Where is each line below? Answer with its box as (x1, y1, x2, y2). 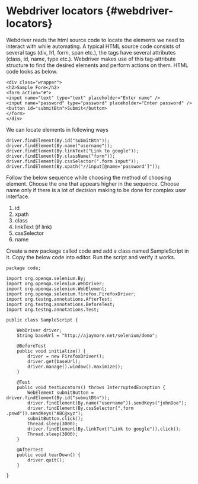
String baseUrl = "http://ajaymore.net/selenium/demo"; (17, 332, 158, 339)
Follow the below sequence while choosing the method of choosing (6, 174, 171, 181)
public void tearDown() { (17, 452, 81, 458)
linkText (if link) (14, 223, 52, 230)
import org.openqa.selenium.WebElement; (6, 286, 108, 292)
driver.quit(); (27, 457, 65, 463)
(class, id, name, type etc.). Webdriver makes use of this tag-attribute (6, 55, 176, 62)
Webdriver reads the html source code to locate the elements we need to (6, 36, 185, 43)
